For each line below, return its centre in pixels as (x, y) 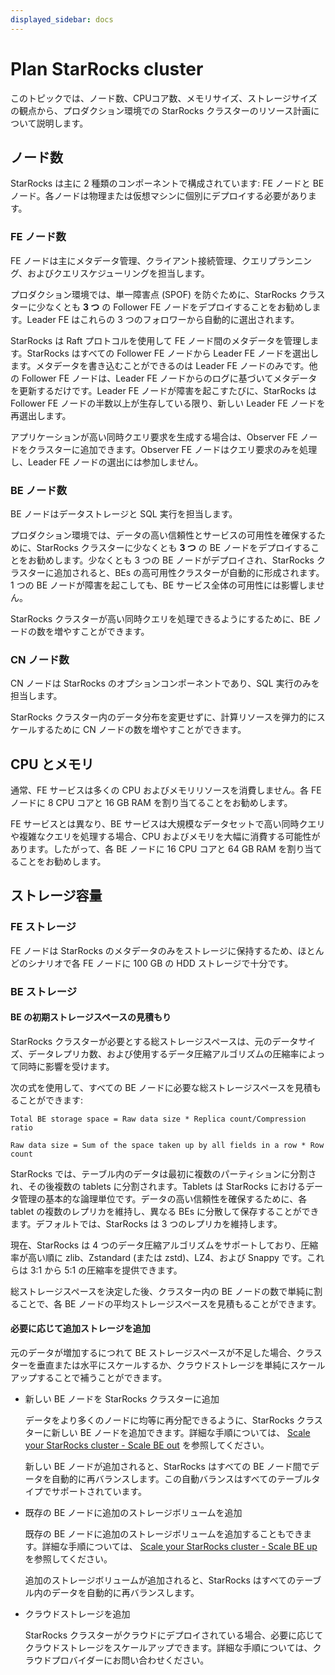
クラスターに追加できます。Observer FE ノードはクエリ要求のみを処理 (172, 449)
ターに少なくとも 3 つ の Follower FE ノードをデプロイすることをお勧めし (161, 307)
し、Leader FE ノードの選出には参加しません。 (107, 462)
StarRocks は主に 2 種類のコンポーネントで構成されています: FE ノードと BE (167, 183)
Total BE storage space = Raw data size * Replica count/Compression (158, 1119)
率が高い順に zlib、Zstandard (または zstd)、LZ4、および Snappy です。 (159, 1257)
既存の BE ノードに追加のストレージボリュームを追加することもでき (163, 1534)
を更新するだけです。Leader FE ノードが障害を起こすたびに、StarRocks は (163, 390)
